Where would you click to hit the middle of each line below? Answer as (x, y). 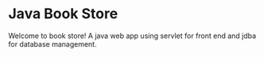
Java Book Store (63, 14)
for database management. (52, 44)
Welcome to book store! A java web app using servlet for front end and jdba (132, 36)
